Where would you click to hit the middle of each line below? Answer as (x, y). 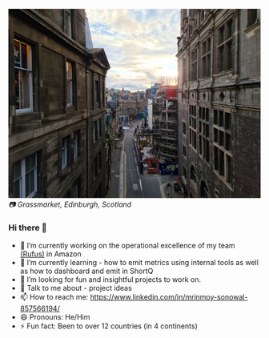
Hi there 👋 (28, 227)
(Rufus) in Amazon (50, 254)
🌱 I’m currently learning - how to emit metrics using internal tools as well (139, 262)
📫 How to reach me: (54, 296)
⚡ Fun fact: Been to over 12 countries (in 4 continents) (108, 326)
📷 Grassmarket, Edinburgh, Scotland (70, 204)
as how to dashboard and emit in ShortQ (86, 271)
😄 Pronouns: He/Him (55, 316)
